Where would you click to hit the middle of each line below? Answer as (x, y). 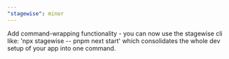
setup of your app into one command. (62, 48)
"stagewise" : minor (36, 14)
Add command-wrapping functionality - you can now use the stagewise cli (115, 33)
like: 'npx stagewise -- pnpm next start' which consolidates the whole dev (114, 41)
